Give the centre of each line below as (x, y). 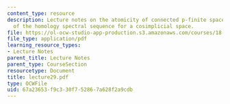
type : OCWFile (27, 83)
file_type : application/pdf (47, 39)
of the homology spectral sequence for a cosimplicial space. (104, 26)
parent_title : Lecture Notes (49, 58)
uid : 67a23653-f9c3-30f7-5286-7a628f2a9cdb (70, 90)
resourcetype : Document (41, 70)
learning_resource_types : (44, 45)
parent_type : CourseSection (47, 64)
